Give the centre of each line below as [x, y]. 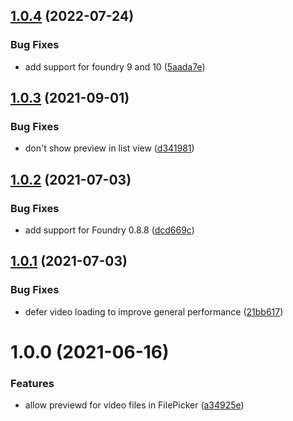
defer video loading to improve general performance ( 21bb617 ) [154, 311]
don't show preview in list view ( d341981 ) [109, 148]
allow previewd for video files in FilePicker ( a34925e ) [134, 405]
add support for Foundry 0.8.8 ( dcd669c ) [109, 230]
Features [32, 383]
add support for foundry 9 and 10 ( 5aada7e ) [115, 66]
